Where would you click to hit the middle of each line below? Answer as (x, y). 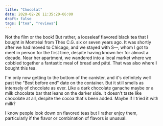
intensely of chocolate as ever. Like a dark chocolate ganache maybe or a (79, 88)
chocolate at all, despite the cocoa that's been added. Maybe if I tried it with (82, 99)
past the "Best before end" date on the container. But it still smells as (74, 83)
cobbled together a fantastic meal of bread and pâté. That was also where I (81, 63)
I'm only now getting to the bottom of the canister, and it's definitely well (78, 78)
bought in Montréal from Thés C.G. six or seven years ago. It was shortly (78, 42)
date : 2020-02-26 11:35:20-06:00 (39, 14)
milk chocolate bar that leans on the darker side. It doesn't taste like (73, 93)
